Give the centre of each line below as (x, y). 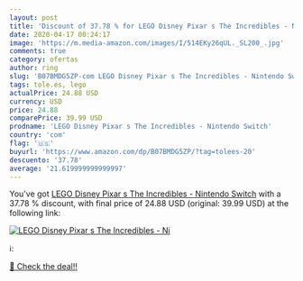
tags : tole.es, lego (48, 85)
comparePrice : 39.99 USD (56, 118)
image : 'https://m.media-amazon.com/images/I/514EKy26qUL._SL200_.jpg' (147, 43)
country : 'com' (38, 135)
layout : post (34, 18)
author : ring (34, 68)
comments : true (38, 51)
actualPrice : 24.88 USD (54, 93)
